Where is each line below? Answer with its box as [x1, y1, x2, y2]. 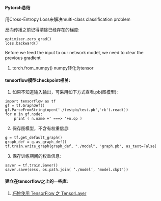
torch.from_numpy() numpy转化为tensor [12, 65, 94, 71]
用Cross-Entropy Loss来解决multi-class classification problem [5, 16, 131, 22]
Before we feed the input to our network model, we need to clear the [5, 50, 144, 56]
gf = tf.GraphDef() [5, 103, 45, 108]
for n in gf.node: [5, 112, 43, 117]
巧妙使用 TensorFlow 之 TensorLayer [12, 190, 87, 196]
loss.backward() [5, 41, 38, 46]
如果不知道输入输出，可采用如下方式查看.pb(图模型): [12, 89, 118, 95]
